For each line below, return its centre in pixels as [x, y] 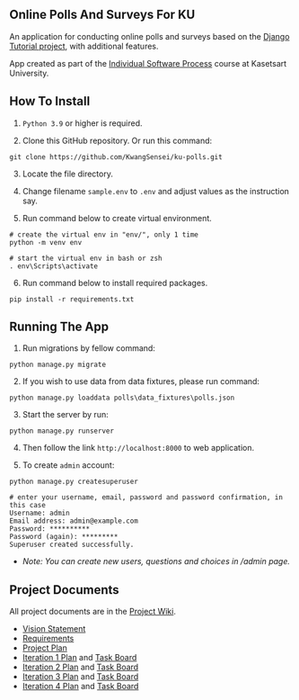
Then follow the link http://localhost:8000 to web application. [138, 448]
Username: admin [40, 513]
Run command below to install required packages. [115, 283]
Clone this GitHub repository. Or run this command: [117, 140]
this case [28, 506]
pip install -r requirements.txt [72, 299]
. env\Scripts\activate [54, 266]
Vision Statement [54, 629]
